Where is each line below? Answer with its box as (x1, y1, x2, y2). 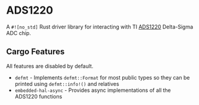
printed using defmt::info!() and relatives (14, 80, 119, 87)
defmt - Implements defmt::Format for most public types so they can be (14, 74, 190, 81)
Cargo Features (6, 47, 65, 57)
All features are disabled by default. (6, 62, 94, 69)
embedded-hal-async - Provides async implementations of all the (14, 87, 171, 94)
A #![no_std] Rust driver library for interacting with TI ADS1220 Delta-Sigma (6, 23, 194, 30)
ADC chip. (6, 29, 32, 36)
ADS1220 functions (14, 93, 63, 100)
